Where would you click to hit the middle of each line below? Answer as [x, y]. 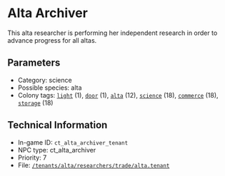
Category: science [45, 80]
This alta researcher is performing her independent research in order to [112, 33]
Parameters [34, 63]
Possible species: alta [50, 88]
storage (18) [35, 103]
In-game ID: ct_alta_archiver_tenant [73, 142]
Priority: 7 [32, 157]
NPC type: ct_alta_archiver [57, 150]
